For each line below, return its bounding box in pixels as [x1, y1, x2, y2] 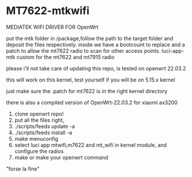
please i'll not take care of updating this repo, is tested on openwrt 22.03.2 [6, 64, 186, 72]
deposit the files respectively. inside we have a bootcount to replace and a [6, 41, 186, 48]
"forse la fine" [6, 165, 40, 172]
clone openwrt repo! [14, 110, 64, 117]
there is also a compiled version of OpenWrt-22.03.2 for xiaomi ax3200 [6, 98, 178, 106]
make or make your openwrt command [14, 154, 108, 161]
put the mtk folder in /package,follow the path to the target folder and [6, 35, 174, 42]
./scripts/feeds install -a [14, 129, 73, 136]
